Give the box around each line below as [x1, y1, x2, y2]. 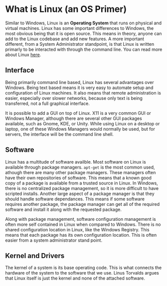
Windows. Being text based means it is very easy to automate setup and [5, 85, 154, 91]
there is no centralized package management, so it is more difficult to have [5, 185, 159, 191]
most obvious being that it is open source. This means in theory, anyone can [5, 30, 162, 36]
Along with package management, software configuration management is [5, 216, 156, 222]
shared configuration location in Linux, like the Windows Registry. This [5, 226, 150, 232]
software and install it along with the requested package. [5, 206, 122, 212]
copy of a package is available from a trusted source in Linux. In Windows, [5, 180, 158, 186]
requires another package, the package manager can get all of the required [5, 201, 160, 207]
